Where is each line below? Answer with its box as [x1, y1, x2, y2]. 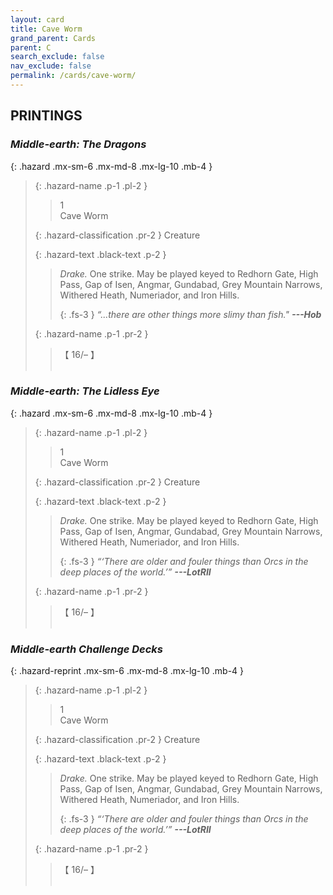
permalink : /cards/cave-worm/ [10, 71, 137, 81]
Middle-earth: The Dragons [10, 137, 147, 151]
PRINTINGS [10, 107, 83, 125]
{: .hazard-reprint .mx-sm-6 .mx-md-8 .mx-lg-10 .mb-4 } [10, 665, 245, 677]
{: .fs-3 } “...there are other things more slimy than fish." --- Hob [59, 308, 322, 320]
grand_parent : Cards [10, 33, 97, 43]
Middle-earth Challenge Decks [10, 642, 164, 656]
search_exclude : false [10, 52, 105, 62]
